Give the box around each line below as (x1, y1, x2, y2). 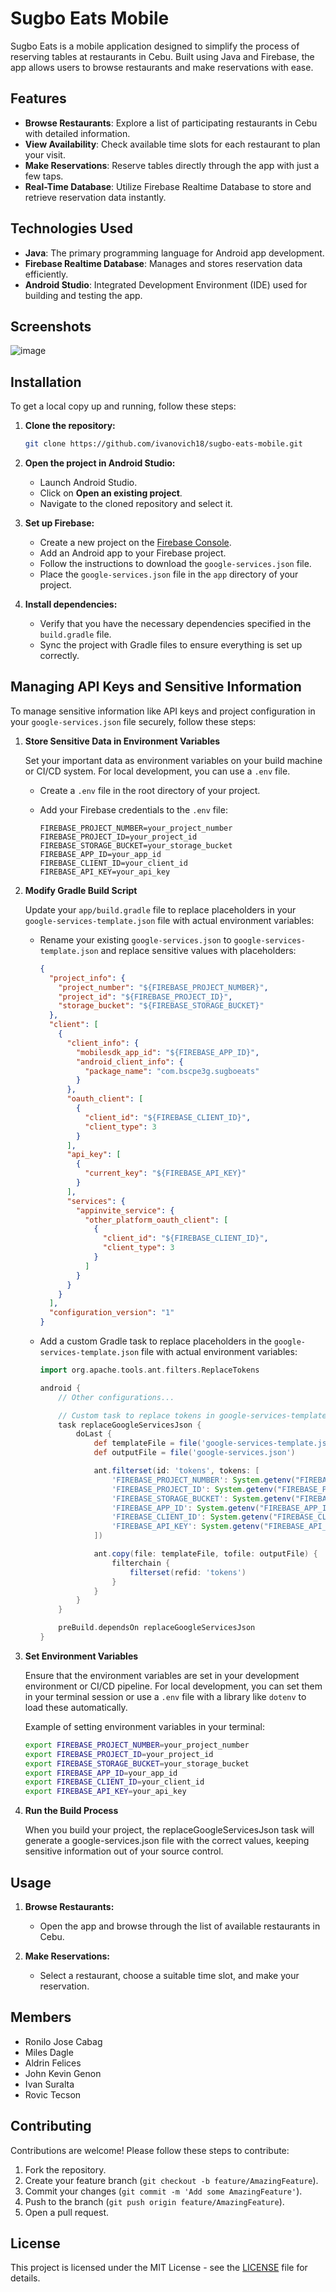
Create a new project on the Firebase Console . (39, 537, 232, 549)
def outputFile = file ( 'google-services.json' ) (93, 1448, 296, 1458)
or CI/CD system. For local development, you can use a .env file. (24, 765, 291, 777)
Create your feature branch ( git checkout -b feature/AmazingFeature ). (24, 2174, 319, 2186)
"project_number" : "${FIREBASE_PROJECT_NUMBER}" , (58, 982, 269, 992)
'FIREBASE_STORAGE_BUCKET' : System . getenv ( (111, 1493, 296, 1504)
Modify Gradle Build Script (24, 884, 138, 896)
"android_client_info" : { (75, 1057, 184, 1067)
